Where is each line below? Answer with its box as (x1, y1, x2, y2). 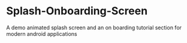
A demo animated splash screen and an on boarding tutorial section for (6, 24, 182, 31)
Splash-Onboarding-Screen (6, 4, 148, 18)
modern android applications (6, 30, 77, 37)
